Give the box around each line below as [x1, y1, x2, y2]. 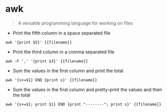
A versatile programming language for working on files [17, 20, 133, 26]
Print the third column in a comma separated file [12, 49, 115, 55]
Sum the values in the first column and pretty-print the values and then [12, 86, 162, 93]
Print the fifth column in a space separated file [12, 30, 111, 36]
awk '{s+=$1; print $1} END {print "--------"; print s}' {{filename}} [5, 102, 161, 107]
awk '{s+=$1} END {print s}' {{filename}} [5, 77, 97, 82]
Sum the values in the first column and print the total [12, 68, 124, 74]
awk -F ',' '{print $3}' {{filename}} [5, 58, 88, 64]
